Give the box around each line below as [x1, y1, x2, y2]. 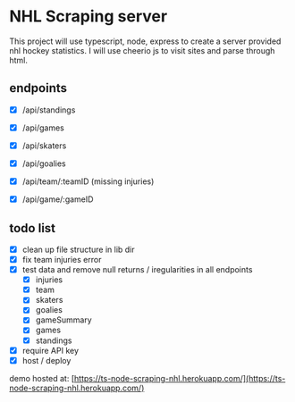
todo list [9, 221, 56, 236]
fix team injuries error [21, 255, 102, 264]
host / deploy [21, 355, 72, 365]
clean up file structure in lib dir [21, 244, 136, 255]
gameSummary [35, 314, 92, 325]
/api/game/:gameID [21, 194, 94, 205]
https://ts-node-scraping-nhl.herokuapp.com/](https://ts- [74, 373, 286, 383]
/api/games [21, 122, 64, 133]
